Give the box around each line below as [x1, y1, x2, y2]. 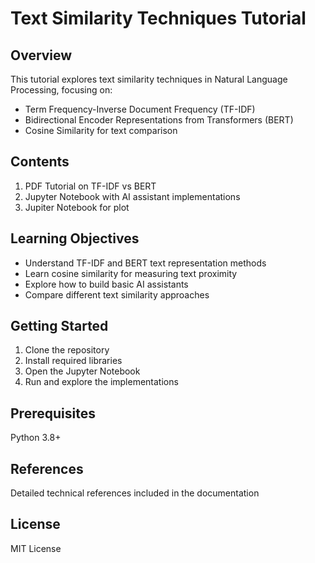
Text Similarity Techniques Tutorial [10, 7, 307, 30]
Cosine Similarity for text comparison [24, 125, 178, 136]
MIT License [10, 542, 62, 554]
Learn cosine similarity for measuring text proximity [24, 267, 238, 279]
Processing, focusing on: [10, 84, 113, 96]
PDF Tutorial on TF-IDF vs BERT [24, 180, 157, 192]
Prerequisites [10, 405, 96, 422]
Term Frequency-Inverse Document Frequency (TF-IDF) [24, 103, 256, 115]
